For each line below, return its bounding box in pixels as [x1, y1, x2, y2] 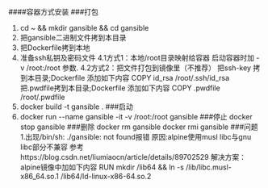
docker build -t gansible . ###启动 [19, 102, 133, 111]
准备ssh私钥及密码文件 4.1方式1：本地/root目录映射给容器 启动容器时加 [19, 53, 254, 62]
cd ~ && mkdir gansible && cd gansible [19, 23, 149, 32]
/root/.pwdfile [19, 92, 65, 102]
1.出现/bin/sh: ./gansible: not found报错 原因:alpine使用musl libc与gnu [19, 132, 252, 141]
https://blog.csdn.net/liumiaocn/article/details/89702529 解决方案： [19, 152, 246, 161]
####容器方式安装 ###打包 [8, 7, 99, 16]
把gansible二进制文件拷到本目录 [19, 33, 127, 42]
